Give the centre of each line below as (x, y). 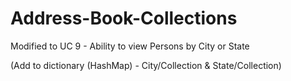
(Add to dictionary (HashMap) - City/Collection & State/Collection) (146, 65)
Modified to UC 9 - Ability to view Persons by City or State (130, 46)
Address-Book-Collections (124, 18)
